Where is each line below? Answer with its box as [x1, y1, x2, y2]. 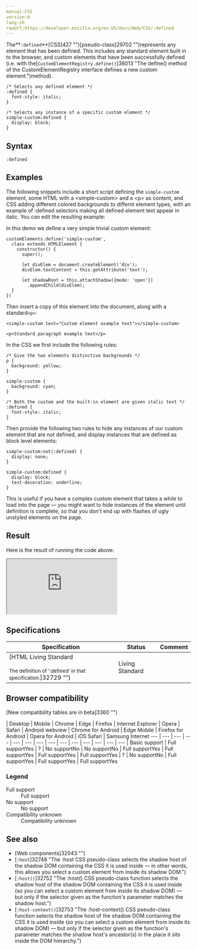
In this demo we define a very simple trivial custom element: [6, 224, 151, 231]
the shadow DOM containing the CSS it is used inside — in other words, [14, 862, 188, 869]
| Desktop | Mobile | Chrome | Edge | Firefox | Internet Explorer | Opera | [6, 720, 180, 728]
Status [127, 643, 146, 651]
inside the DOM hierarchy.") [14, 937, 82, 945]
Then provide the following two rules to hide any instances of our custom [6, 424, 183, 431]
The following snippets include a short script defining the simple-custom [6, 188, 180, 195]
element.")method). [6, 72, 53, 79]
